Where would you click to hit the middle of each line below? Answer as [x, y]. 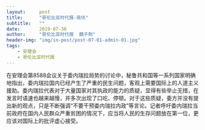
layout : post [28, 12]
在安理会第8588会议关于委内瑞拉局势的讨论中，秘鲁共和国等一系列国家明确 [101, 75]
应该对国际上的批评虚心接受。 [44, 121]
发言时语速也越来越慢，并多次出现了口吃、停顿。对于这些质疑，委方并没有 [100, 98]
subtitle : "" [26, 23]
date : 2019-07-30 [37, 29]
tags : [13, 46]
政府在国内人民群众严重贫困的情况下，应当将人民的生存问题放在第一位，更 [105, 113]
